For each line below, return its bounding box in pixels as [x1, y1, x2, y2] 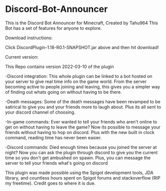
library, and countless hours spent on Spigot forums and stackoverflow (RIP [5, 175, 161, 181]
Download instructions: [5, 35, 53, 41]
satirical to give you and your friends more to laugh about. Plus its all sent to [5, 104, 161, 110]
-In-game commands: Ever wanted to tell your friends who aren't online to [5, 119, 158, 125]
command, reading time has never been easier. [5, 134, 102, 140]
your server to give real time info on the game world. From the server [5, 78, 147, 84]
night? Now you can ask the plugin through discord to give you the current [5, 149, 158, 155]
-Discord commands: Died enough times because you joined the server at [5, 144, 157, 150]
